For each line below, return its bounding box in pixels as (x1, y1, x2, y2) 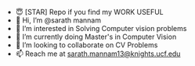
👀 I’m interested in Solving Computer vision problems (15, 24, 187, 33)
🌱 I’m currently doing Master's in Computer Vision (15, 32, 177, 41)
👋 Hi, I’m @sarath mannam (15, 16, 102, 25)
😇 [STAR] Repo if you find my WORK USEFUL (15, 8, 164, 16)
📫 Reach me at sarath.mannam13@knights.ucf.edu (15, 49, 181, 58)
